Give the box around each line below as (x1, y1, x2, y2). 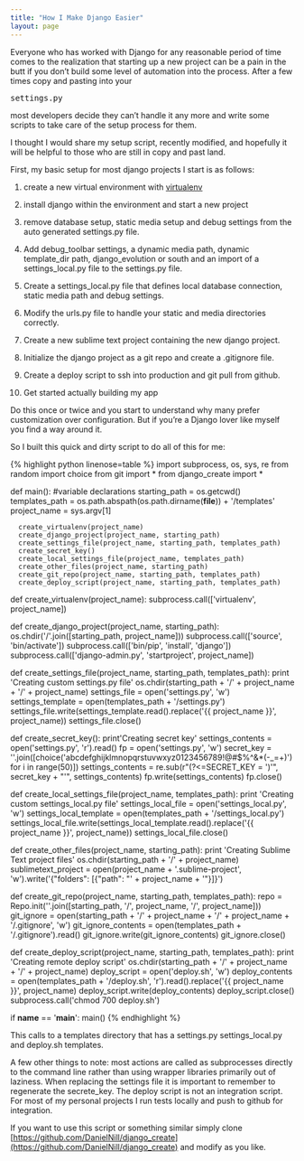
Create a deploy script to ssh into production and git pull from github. (23, 370, 281, 380)
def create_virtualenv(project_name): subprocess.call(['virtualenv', (10, 594, 256, 604)
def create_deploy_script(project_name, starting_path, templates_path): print (10, 946, 294, 958)
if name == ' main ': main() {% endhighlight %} (10, 1012, 181, 1023)
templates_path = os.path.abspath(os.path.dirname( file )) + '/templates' (10, 495, 276, 506)
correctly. (23, 317, 60, 328)
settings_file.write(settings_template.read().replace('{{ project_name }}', (10, 706, 277, 716)
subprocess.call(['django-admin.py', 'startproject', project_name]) (10, 650, 255, 660)
